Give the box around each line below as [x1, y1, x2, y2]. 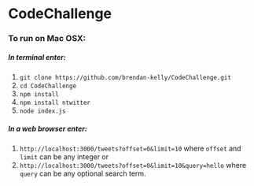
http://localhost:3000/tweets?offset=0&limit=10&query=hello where [19, 161, 247, 170]
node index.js [19, 107, 66, 115]
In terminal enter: [8, 52, 66, 61]
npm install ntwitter [19, 99, 90, 107]
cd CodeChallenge [19, 82, 77, 91]
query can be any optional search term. [19, 169, 147, 178]
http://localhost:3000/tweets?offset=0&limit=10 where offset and [19, 143, 241, 154]
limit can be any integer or [19, 152, 109, 162]
